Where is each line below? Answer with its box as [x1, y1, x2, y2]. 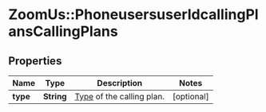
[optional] [172, 91, 209, 102]
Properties [8, 54, 62, 68]
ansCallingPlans [8, 22, 118, 41]
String [42, 91, 67, 102]
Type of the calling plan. [74, 91, 165, 102]
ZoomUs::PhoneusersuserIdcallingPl [8, 6, 259, 24]
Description [97, 78, 143, 88]
